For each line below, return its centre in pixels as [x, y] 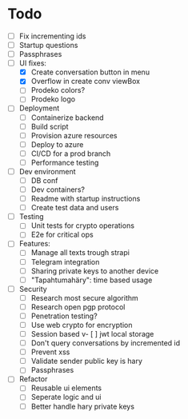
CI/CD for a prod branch [71, 154]
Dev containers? [58, 190]
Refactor [33, 379]
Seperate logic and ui [66, 397]
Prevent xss [50, 352]
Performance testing [65, 162]
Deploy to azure [57, 144]
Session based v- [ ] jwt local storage [92, 334]
